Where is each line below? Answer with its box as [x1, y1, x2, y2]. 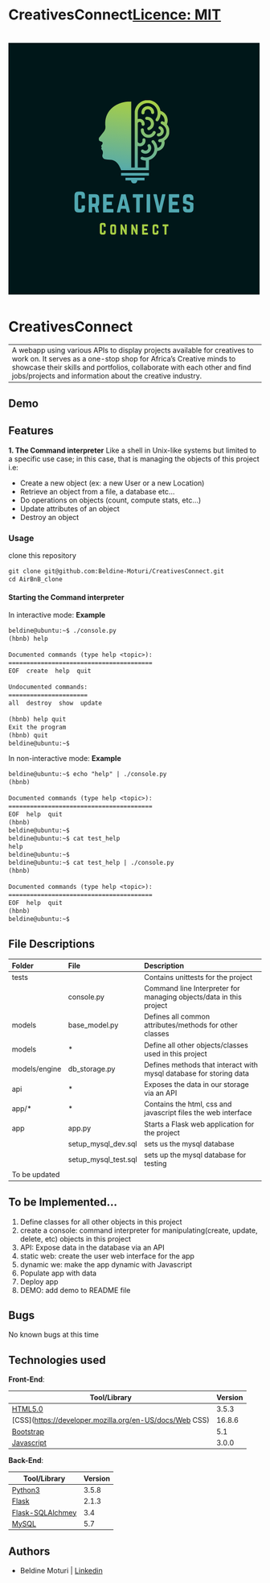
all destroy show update [8, 699, 103, 708]
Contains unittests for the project [144, 972, 253, 982]
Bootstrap [11, 1427, 45, 1436]
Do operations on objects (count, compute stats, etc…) [19, 495, 202, 505]
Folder [11, 961, 35, 970]
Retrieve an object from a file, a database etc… [19, 486, 175, 496]
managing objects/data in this [144, 992, 243, 1002]
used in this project [144, 1048, 207, 1058]
